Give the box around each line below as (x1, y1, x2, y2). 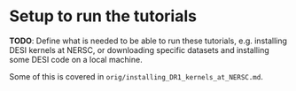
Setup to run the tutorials (9, 6, 198, 27)
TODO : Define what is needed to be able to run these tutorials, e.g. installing (9, 35, 288, 46)
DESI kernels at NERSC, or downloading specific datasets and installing (9, 44, 270, 55)
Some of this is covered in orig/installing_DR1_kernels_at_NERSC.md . (9, 71, 263, 81)
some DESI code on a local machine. (9, 54, 144, 64)
